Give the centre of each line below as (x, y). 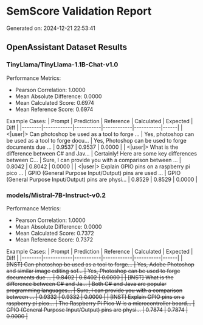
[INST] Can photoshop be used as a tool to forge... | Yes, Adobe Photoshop (100, 264)
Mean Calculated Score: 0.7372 (54, 233)
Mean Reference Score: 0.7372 (54, 240)
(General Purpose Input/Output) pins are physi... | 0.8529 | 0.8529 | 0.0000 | (102, 179)
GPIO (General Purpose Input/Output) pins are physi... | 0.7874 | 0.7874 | (97, 310)
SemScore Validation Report (79, 11)
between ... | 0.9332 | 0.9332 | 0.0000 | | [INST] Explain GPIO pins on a (96, 296)
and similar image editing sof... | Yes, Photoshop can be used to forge (93, 271)
